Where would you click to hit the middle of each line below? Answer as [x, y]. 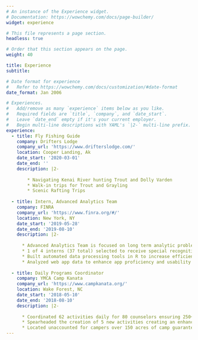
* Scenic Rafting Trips [56, 191]
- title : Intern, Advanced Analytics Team [64, 202]
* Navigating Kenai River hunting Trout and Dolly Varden [100, 180]
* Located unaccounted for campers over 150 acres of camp [95, 328]
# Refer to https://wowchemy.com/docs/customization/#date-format [92, 87]
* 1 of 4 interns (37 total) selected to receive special [94, 251]
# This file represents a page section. [57, 33]
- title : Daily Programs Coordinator [58, 273]
